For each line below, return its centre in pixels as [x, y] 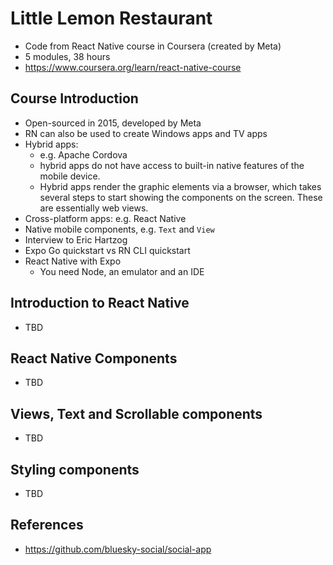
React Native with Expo [73, 261]
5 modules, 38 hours [67, 56]
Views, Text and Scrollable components [136, 413]
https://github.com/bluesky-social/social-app [118, 549]
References [47, 525]
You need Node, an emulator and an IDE [122, 271]
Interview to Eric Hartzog [76, 239]
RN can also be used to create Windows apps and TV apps [146, 133]
